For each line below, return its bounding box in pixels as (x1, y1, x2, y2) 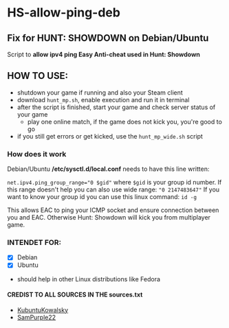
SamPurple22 (17, 313, 56, 321)
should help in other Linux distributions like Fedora (17, 274, 160, 283)
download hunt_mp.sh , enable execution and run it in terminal (17, 95, 190, 104)
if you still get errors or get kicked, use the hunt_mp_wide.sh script (17, 132, 203, 140)
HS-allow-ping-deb (7, 5, 120, 21)
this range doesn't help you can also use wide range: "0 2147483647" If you (7, 185, 220, 194)
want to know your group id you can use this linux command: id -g (7, 193, 197, 201)
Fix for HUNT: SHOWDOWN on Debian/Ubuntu (7, 32, 209, 44)
